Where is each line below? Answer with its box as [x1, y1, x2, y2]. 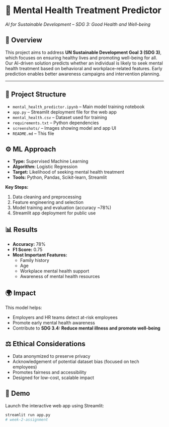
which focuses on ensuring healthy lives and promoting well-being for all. [5, 55, 157, 61]
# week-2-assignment [5, 417, 49, 422]
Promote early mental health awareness [12, 320, 96, 326]
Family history [20, 257, 49, 263]
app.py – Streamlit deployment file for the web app [12, 109, 117, 115]
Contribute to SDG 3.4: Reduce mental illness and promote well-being [12, 325, 161, 331]
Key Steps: [5, 184, 29, 190]
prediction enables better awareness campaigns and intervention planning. [5, 71, 160, 77]
